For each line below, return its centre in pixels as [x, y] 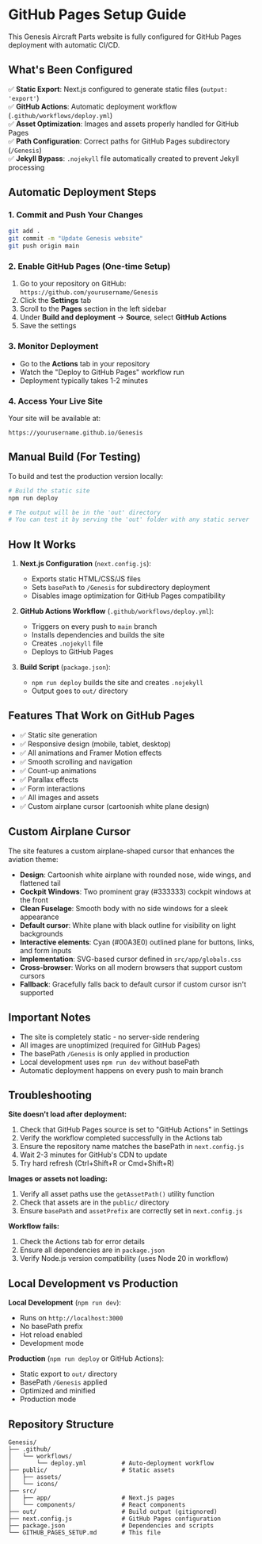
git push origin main [44, 246]
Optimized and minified [58, 1391]
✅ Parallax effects [49, 780]
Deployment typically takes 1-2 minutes [84, 380]
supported [36, 992]
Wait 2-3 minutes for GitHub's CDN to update [93, 1155]
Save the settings [48, 326]
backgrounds [41, 933]
